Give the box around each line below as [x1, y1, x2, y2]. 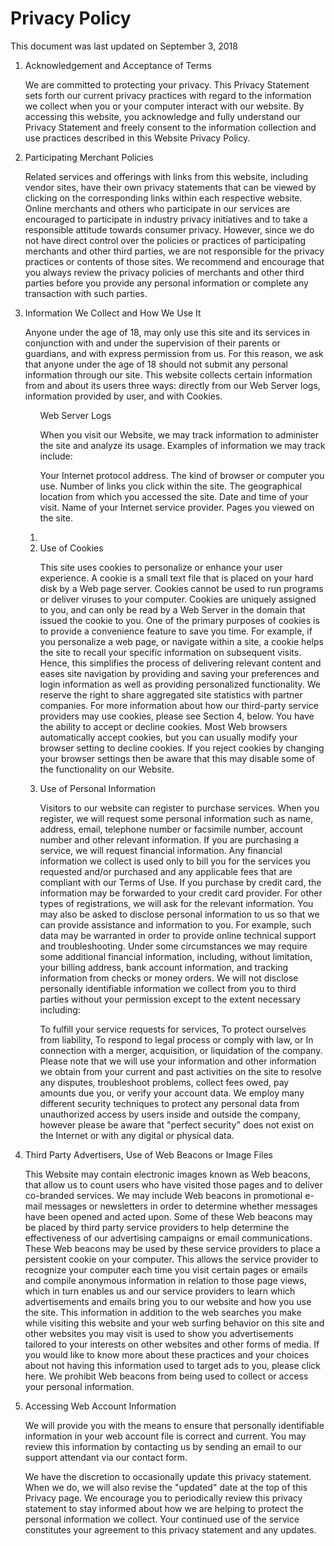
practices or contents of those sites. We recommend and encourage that [24, 255, 325, 267]
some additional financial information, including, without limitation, [39, 950, 313, 962]
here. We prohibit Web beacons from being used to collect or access [24, 1370, 309, 1382]
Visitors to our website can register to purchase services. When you [39, 802, 320, 814]
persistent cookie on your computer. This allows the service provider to [24, 1253, 319, 1265]
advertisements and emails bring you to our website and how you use [24, 1295, 312, 1307]
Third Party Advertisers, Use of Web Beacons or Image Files [24, 1148, 273, 1161]
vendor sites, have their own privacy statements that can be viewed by [24, 181, 317, 193]
